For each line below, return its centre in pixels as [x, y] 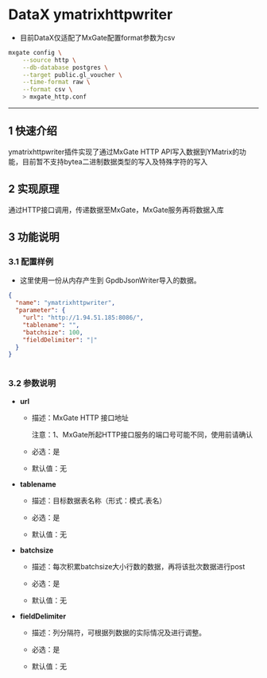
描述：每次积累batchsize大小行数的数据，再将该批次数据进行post [138, 566]
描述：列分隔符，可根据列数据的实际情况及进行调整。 [119, 632]
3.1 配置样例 [31, 262]
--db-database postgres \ [66, 67]
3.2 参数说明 [32, 383]
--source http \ [50, 60]
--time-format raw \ [56, 82]
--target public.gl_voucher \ [73, 75]
